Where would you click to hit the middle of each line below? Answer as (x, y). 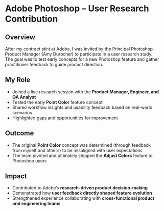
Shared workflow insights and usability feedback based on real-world (82, 107)
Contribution (32, 19)
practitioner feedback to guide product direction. (54, 65)
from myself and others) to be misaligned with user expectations (77, 150)
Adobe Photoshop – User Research (77, 9)
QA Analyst (24, 97)
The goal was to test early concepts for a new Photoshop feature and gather (82, 59)
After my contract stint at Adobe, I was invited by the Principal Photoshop (79, 49)
